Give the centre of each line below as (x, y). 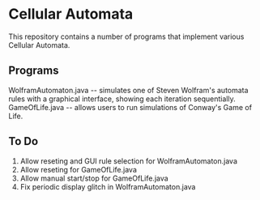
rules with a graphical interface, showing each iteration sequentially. (122, 99)
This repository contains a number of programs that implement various (126, 36)
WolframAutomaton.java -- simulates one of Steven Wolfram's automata (128, 90)
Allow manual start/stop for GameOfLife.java (94, 178)
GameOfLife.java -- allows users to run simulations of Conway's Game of (130, 107)
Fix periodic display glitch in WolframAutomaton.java (108, 186)
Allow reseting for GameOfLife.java (79, 169)
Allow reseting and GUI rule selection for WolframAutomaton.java (128, 161)
